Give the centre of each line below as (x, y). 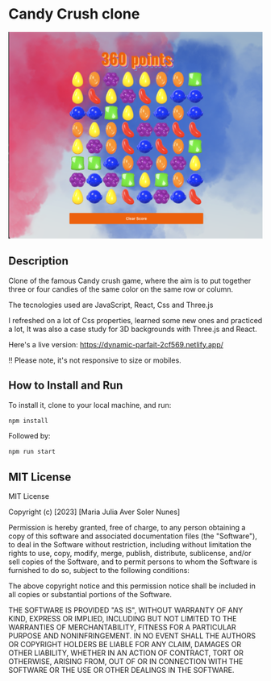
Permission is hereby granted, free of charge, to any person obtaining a (127, 528)
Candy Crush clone (74, 14)
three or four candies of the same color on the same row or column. (121, 289)
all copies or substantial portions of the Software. (90, 595)
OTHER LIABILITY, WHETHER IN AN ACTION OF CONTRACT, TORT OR (126, 653)
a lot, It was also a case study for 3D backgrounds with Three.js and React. (133, 329)
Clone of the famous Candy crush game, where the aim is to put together (130, 280)
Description (38, 262)
